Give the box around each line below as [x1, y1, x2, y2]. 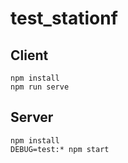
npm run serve [10, 82, 70, 92]
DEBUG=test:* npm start [10, 144, 110, 154]
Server [10, 109, 54, 126]
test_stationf [10, 7, 118, 30]
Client [10, 47, 49, 64]
